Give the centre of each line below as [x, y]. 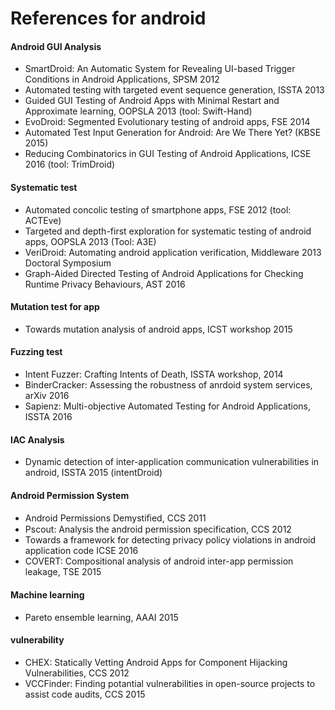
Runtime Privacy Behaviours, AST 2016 [105, 284]
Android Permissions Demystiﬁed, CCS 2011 [115, 518]
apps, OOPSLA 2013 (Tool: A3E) [90, 241]
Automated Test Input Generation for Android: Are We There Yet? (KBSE [173, 133]
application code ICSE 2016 [81, 551]
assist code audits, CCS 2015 [85, 694]
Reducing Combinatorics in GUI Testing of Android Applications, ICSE [168, 154]
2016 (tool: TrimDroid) [70, 164]
